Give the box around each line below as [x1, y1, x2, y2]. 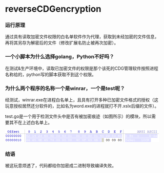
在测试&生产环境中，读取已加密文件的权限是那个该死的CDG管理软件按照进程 [5, 65, 159, 71]
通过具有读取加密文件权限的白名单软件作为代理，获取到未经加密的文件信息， [5, 34, 159, 40]
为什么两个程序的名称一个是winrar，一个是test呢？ [5, 85, 125, 91]
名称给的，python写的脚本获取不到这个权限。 [5, 71, 96, 77]
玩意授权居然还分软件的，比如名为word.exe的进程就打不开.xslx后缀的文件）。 [5, 103, 159, 109]
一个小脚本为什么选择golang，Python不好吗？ [5, 53, 115, 60]
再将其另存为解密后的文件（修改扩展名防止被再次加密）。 [5, 40, 119, 46]
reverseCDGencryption [5, 3, 102, 15]
